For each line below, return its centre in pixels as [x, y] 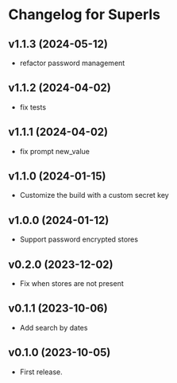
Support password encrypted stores [79, 239]
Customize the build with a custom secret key [94, 195]
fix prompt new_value [54, 151]
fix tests [33, 107]
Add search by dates [54, 327]
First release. [41, 372]
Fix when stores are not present [72, 284]
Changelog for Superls [85, 15]
